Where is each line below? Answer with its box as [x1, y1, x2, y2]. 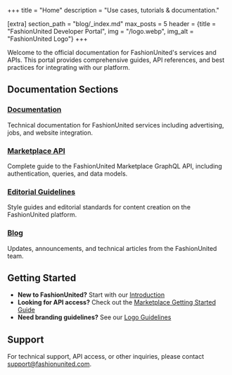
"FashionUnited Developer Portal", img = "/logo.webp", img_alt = [7, 27, 194, 35]
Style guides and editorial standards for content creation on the [7, 203, 191, 211]
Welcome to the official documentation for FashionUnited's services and [7, 49, 217, 56]
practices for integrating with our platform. [7, 63, 130, 71]
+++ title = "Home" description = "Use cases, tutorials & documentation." [7, 6, 220, 14]
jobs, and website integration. [7, 128, 94, 137]
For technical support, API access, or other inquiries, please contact [7, 352, 205, 361]
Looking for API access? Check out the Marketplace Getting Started [17, 298, 217, 307]
